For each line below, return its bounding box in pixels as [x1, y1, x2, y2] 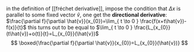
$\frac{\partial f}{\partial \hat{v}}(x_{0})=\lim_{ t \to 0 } [6, 18, 139, 24]
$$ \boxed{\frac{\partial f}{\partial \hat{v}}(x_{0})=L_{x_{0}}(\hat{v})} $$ [11, 40, 188, 46]
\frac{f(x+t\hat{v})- [140, 18, 187, 24]
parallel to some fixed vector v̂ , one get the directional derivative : [6, 11, 167, 18]
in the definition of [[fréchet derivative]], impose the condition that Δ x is [6, 5, 181, 12]
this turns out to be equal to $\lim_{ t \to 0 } [27, 24, 133, 31]
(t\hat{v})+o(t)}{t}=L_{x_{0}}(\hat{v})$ [6, 30, 99, 37]
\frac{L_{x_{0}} [134, 24, 171, 31]
